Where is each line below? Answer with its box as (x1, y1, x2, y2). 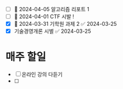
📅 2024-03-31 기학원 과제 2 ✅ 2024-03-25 (14, 20, 117, 28)
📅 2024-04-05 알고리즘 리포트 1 (14, 6, 89, 12)
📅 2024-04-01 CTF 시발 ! (14, 13, 75, 20)
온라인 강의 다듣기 (21, 71, 63, 78)
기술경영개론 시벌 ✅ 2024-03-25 (14, 28, 91, 35)
